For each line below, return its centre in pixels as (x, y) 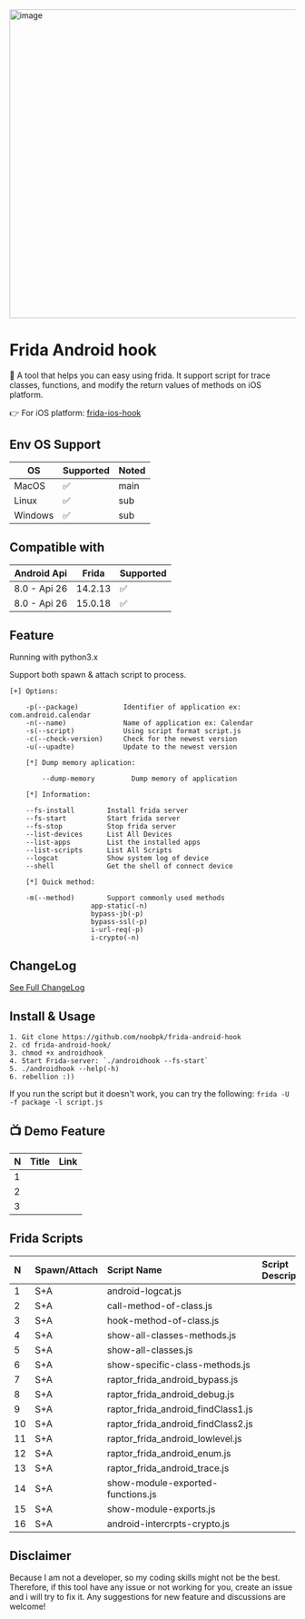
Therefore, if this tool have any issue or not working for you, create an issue (151, 1587)
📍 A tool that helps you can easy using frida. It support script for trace (140, 375)
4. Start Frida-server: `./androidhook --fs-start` (109, 1061)
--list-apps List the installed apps (113, 843)
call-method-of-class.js (160, 1306)
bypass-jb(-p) (117, 914)
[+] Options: (34, 691)
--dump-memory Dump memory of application (140, 779)
